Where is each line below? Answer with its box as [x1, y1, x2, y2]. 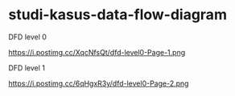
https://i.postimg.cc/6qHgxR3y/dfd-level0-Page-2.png [8, 78, 189, 88]
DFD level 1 [8, 62, 46, 73]
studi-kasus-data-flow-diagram [8, 6, 228, 24]
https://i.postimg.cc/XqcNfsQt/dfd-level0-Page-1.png [8, 47, 186, 57]
